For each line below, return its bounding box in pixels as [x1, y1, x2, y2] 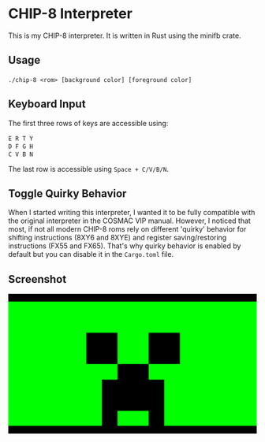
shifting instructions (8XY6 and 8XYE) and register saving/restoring [8, 233, 227, 243]
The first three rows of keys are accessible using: [8, 118, 169, 128]
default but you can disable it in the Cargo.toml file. [8, 250, 174, 259]
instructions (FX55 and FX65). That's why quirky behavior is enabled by [8, 241, 241, 251]
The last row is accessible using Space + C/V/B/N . [8, 164, 170, 173]
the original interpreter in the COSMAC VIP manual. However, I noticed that [8, 216, 251, 225]
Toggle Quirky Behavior [8, 187, 127, 200]
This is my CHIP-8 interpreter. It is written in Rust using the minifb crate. [8, 31, 242, 40]
